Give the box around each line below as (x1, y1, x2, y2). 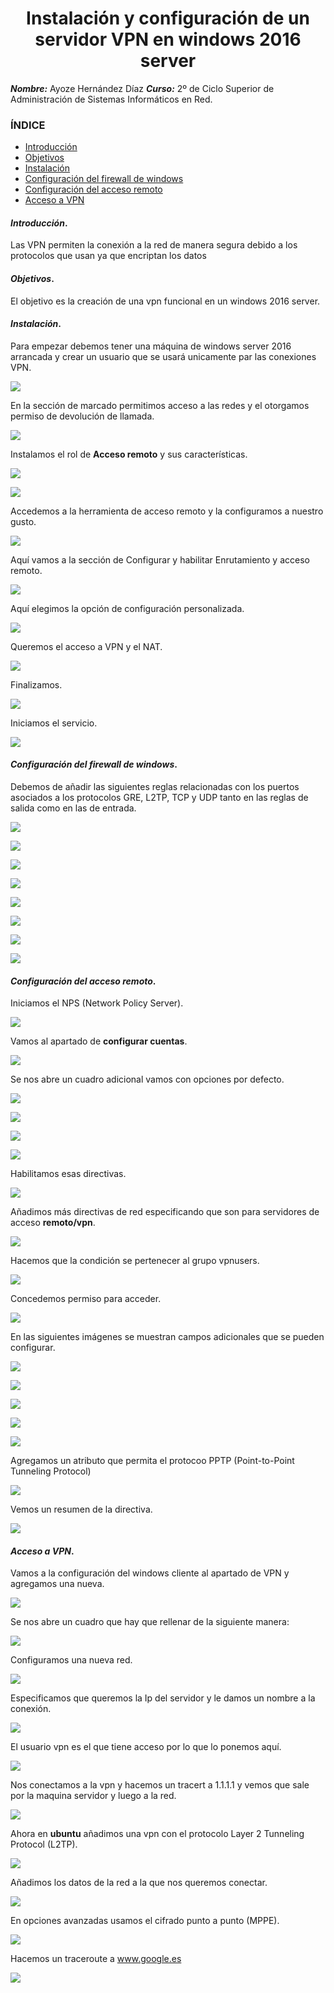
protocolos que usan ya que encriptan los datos (10, 250, 207, 262)
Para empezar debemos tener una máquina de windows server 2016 (10, 340, 292, 352)
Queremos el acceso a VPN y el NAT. (10, 640, 163, 652)
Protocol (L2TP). (10, 1838, 78, 1851)
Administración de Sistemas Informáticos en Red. (10, 93, 213, 105)
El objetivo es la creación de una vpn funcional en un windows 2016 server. (10, 295, 321, 307)
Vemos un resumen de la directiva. (10, 1503, 153, 1516)
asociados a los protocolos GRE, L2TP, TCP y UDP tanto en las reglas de (10, 792, 309, 804)
